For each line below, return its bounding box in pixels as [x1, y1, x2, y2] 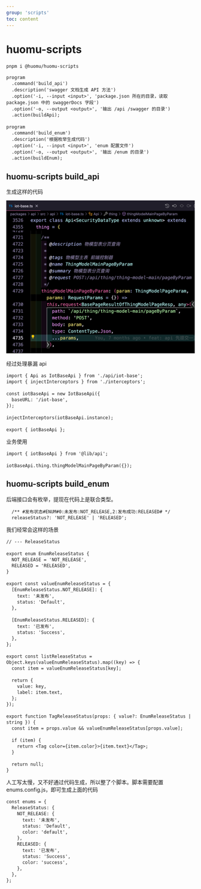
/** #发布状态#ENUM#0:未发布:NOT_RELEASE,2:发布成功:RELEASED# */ [11, 508, 170, 515]
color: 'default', [22, 829, 68, 835]
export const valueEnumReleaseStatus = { [6, 580, 111, 587]
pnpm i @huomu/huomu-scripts [6, 64, 79, 70]
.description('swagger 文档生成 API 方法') [11, 87, 117, 93]
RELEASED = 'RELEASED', [11, 562, 71, 569]
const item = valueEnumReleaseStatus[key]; [11, 665, 121, 671]
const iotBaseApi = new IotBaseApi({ [6, 390, 100, 397]
